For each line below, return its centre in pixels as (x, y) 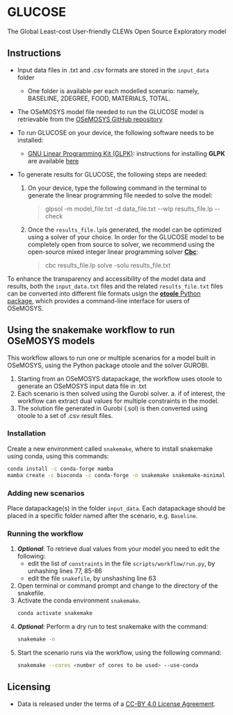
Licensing (29, 687)
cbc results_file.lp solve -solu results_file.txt (108, 265)
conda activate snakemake (55, 613)
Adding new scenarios (46, 493)
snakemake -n (36, 640)
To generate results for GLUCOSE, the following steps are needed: (112, 174)
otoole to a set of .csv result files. (65, 415)
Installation (27, 433)
